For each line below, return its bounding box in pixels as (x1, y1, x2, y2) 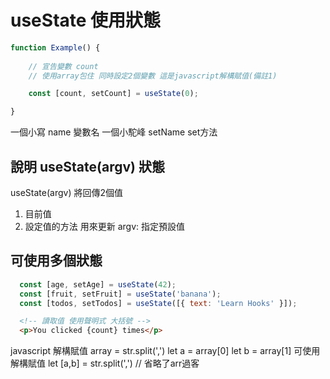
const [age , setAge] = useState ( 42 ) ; (19, 279, 177, 290)
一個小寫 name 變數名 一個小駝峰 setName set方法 (10, 126, 218, 138)
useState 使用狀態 (10, 9, 162, 32)
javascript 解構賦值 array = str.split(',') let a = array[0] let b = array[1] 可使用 (10, 345, 321, 357)
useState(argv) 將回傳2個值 (10, 187, 123, 198)
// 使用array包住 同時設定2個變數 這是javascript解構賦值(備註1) (28, 71, 278, 81)
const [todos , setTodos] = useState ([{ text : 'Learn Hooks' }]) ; (19, 298, 298, 308)
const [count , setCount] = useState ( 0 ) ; (28, 89, 199, 99)
